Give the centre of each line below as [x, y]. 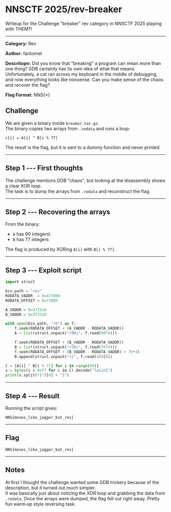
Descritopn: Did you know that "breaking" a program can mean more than [83, 63]
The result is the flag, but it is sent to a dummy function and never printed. [83, 147]
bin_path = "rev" [24, 291]
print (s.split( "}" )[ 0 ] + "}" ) [37, 375]
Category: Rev [21, 43]
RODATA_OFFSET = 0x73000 [32, 301]
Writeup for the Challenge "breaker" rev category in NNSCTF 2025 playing [83, 23]
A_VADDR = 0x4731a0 [26, 310]
